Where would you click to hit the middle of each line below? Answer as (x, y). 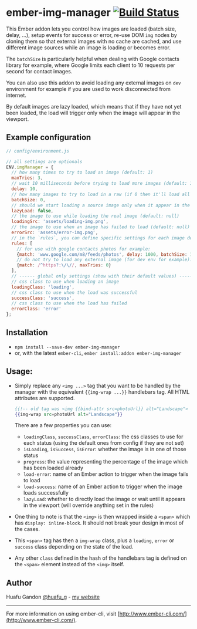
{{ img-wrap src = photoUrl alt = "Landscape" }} (69, 414)
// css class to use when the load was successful (74, 292)
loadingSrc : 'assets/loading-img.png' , (60, 222)
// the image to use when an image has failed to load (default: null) (101, 227)
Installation (27, 332)
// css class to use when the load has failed (69, 303)
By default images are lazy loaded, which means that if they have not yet (94, 106)
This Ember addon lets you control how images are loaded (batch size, (91, 29)
